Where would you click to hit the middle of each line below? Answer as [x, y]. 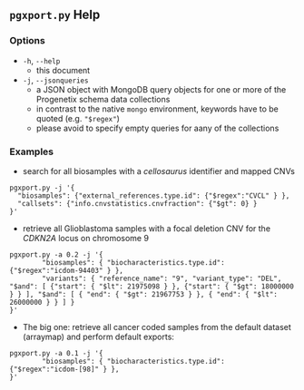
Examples [32, 151]
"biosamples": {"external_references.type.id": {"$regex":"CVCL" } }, [154, 195]
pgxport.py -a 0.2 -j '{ [56, 254]
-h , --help [41, 60]
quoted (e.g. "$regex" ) [78, 118]
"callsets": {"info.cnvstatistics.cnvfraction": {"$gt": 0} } [137, 203]
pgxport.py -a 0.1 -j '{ [56, 353]
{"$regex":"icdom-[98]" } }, [64, 369]
